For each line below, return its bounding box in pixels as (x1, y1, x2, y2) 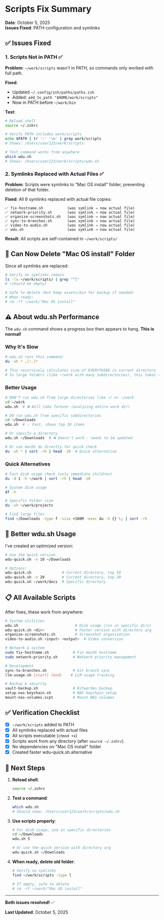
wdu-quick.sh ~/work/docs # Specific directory (5, 579, 106, 585)
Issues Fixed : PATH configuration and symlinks (5, 24, 100, 30)
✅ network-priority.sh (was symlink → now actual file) (5, 210, 135, 215)
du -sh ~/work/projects (5, 503, 54, 508)
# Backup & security (5, 682, 47, 686)
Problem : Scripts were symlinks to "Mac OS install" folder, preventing (5, 181, 145, 187)
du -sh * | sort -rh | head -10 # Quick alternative (5, 449, 117, 454)
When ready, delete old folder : (12, 858, 75, 865)
